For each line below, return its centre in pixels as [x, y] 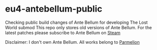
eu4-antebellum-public [54, 9]
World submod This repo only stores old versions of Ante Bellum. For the [78, 27]
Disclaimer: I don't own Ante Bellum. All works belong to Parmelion [72, 42]
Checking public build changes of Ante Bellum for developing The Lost [77, 22]
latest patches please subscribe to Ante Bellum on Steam [63, 33]
